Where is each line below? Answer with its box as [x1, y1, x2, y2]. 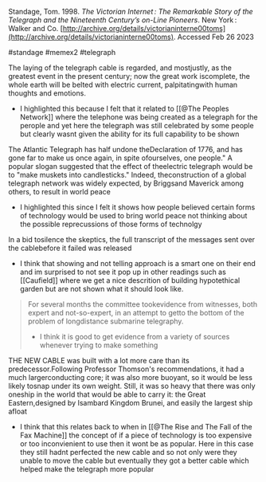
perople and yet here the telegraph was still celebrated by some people [19, 121, 254, 130]
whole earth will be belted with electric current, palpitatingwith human [8, 80, 238, 89]
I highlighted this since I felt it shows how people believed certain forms [19, 202, 256, 212]
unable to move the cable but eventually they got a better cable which [19, 456, 249, 465]
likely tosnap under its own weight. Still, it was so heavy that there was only [8, 382, 256, 390]
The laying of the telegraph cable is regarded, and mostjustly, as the [8, 63, 233, 72]
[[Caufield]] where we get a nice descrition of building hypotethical [19, 276, 241, 285]
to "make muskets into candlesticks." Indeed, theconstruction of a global [8, 170, 247, 179]
